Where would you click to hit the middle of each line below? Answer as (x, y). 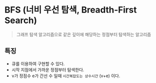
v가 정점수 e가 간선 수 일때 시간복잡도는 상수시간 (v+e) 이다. (66, 76)
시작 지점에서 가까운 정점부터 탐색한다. (48, 69)
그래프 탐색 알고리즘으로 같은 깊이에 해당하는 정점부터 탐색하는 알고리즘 (84, 34)
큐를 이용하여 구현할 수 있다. (38, 64)
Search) (21, 21)
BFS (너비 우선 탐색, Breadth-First (71, 10)
